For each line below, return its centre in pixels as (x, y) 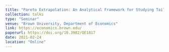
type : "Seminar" (22, 19)
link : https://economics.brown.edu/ (44, 28)
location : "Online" (26, 42)
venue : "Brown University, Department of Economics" (62, 24)
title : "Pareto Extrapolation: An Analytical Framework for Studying (80, 10)
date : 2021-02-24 (23, 38)
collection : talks (24, 14)
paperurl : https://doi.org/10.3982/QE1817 (50, 33)
